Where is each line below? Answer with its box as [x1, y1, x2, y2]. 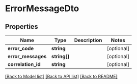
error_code [7, 45, 34, 52]
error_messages [7, 53, 47, 60]
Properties [5, 22, 38, 31]
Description [74, 37, 102, 43]
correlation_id [7, 61, 41, 67]
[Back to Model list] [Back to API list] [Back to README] [5, 74, 118, 79]
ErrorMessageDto [5, 3, 80, 14]
